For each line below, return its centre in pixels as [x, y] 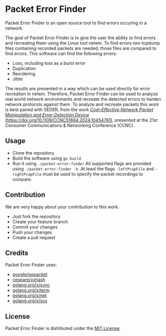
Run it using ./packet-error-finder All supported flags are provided [82, 163]
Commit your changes [35, 227]
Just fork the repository [36, 216]
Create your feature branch [40, 222]
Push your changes [32, 232]
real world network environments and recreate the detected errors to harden [83, 99]
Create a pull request [34, 237]
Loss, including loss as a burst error [49, 63]
